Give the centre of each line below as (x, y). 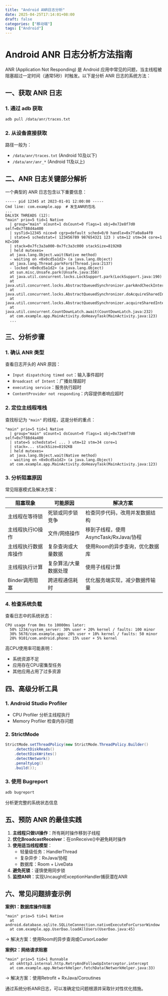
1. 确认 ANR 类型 (25, 352)
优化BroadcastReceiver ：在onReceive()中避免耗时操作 (69, 839)
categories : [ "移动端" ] (29, 24)
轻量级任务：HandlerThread (48, 851)
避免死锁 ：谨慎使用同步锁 (39, 870)
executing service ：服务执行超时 (47, 387)
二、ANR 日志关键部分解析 (46, 179)
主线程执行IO (23, 529)
